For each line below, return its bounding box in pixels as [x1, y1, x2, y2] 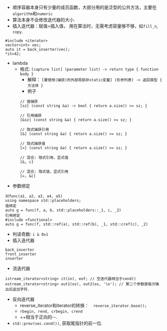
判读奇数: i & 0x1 [12, 231, 48, 237]
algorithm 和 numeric [12, 10, 53, 16]
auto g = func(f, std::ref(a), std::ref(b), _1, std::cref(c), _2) [5, 222, 149, 227]
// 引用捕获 [19, 113, 42, 118]
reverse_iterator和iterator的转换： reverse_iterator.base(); [19, 303, 147, 308]
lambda [12, 60, 28, 66]
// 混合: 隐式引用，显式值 [19, 155, 69, 160]
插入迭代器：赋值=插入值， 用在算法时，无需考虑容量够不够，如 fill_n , [12, 23, 158, 29]
